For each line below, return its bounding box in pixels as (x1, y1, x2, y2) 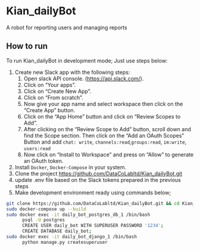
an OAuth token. (23, 157, 64, 165)
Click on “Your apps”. (23, 81, 76, 88)
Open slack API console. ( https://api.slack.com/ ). (23, 75, 144, 82)
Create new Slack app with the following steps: (14, 69, 130, 76)
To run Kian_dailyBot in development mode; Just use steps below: (6, 57, 168, 64)
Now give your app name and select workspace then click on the (23, 100, 183, 107)
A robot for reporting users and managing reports (6, 24, 127, 31)
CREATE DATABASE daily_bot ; (21, 228, 92, 234)
